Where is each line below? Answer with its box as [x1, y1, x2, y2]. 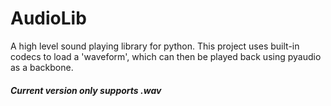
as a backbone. [10, 61, 74, 73]
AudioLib [10, 7, 87, 30]
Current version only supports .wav [10, 84, 162, 96]
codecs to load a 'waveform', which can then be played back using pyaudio [10, 50, 322, 62]
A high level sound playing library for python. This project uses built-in [10, 40, 300, 52]
